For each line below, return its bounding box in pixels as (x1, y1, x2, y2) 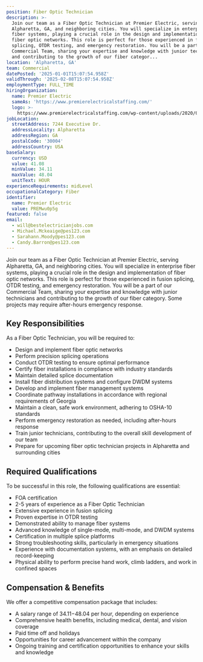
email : (6, 217, 23, 223)
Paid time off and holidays (14, 629, 80, 637)
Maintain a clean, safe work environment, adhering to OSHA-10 (14, 404, 172, 411)
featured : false (6, 211, 47, 218)
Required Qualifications (6, 466, 97, 476)
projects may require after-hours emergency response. (6, 300, 143, 308)
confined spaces (14, 565, 57, 572)
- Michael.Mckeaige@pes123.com (11, 228, 91, 234)
